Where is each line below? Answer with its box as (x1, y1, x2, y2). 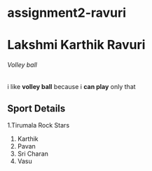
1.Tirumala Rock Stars (7, 121, 70, 130)
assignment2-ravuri (7, 5, 127, 21)
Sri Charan (17, 149, 49, 158)
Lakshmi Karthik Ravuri (7, 37, 146, 53)
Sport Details (7, 102, 66, 114)
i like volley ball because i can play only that (7, 82, 136, 90)
